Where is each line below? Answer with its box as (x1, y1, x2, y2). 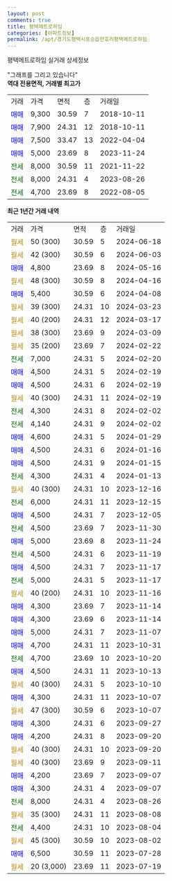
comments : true (7, 17, 51, 24)
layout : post (7, 10, 45, 17)
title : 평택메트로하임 (7, 23, 62, 30)
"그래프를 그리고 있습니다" (7, 71, 78, 79)
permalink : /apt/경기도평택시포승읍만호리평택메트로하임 (7, 36, 148, 43)
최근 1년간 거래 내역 (7, 207, 60, 215)
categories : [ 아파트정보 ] (7, 29, 75, 37)
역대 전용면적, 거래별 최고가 (7, 79, 81, 87)
